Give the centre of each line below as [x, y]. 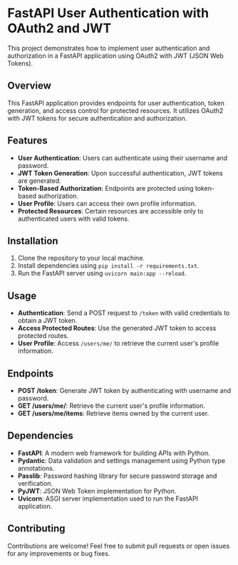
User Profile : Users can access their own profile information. [107, 203]
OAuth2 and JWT [59, 28]
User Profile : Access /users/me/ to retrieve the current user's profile [118, 344]
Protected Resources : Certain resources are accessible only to [110, 211]
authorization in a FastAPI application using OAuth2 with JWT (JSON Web [116, 56]
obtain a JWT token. [47, 321]
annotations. [36, 468]
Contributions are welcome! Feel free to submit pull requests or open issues [119, 546]
